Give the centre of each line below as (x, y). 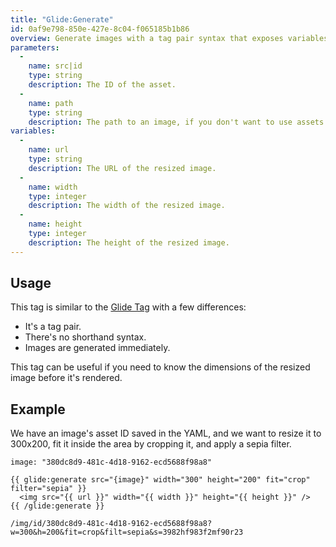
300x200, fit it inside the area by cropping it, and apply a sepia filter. (151, 444)
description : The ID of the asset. (102, 85)
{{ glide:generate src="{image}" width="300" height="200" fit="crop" (160, 480)
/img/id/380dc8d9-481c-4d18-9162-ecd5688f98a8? (111, 524)
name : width (53, 187)
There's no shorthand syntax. (85, 337)
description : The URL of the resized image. (122, 168)
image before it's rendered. (66, 378)
